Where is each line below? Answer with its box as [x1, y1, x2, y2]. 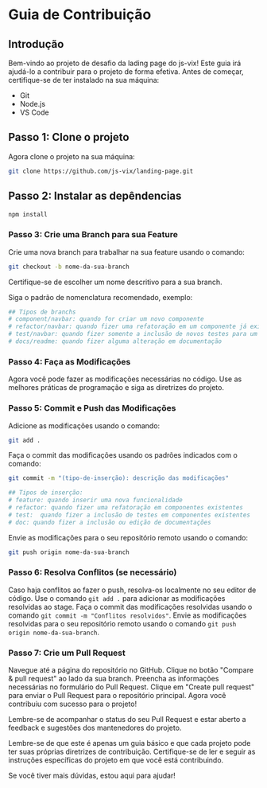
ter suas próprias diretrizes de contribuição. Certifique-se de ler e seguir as [8, 747, 256, 757]
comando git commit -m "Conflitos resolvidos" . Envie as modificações [8, 611, 247, 620]
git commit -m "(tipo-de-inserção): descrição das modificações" [8, 474, 229, 482]
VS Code [19, 107, 49, 117]
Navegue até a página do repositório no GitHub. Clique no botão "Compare [8, 665, 254, 675]
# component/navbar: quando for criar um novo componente [8, 315, 204, 323]
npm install [8, 210, 48, 218]
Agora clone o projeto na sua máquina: [8, 151, 135, 161]
